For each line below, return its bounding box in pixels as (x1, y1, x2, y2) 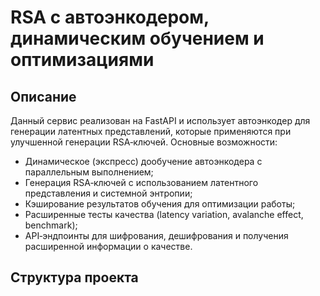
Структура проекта (10, 269, 139, 286)
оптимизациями (10, 49, 155, 71)
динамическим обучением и (10, 27, 265, 50)
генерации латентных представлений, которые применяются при (10, 126, 292, 137)
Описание (10, 88, 77, 105)
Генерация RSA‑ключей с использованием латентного (24, 177, 259, 188)
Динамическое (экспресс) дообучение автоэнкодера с (24, 156, 263, 167)
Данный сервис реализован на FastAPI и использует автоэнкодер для (10, 115, 311, 126)
